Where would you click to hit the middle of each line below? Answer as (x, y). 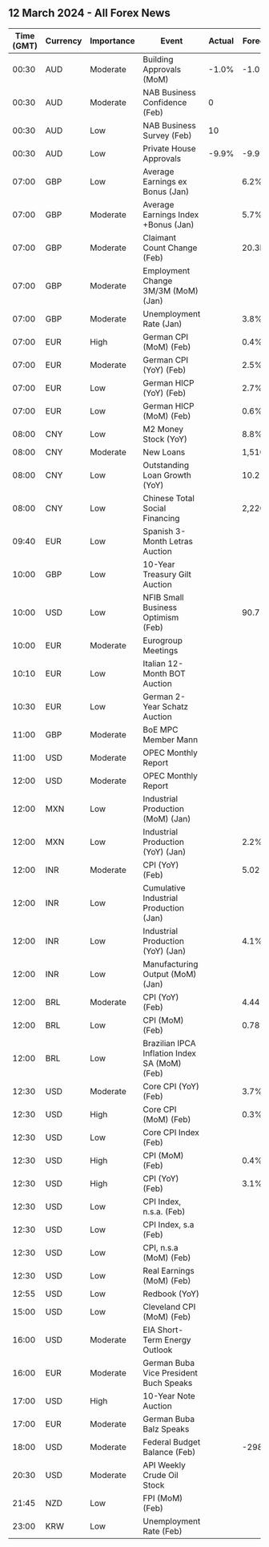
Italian (154, 663)
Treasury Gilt (167, 574)
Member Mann (171, 739)
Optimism (161, 617)
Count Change (170, 248)
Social (155, 508)
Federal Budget (172, 1442)
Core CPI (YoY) (171, 1086)
